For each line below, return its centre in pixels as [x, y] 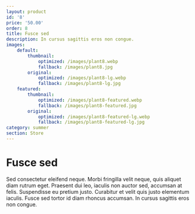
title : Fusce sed [28, 34]
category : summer [28, 128]
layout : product [26, 12]
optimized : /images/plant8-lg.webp [82, 78]
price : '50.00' [25, 23]
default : [28, 51]
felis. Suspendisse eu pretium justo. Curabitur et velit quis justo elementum [98, 191]
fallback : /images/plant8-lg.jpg [79, 84]
